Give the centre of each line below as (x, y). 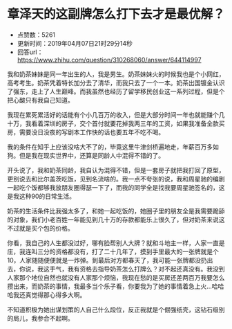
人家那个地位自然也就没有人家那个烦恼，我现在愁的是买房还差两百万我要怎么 (116, 277)
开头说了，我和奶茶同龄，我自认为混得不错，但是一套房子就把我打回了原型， (116, 170)
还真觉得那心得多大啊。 (52, 294)
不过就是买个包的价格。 (40, 228)
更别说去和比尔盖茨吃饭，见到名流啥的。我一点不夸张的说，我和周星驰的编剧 (116, 179)
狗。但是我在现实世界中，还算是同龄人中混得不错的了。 (86, 155)
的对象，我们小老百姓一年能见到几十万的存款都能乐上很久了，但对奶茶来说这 (116, 220)
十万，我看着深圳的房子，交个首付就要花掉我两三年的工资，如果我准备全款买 (116, 123)
